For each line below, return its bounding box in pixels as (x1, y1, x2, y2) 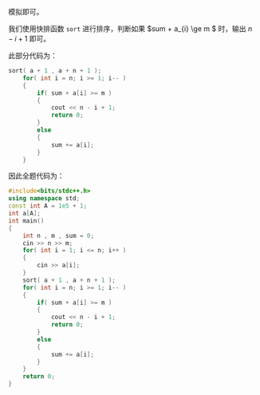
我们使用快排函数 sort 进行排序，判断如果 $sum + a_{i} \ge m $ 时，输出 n (8, 24, 253, 34)
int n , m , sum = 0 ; (22, 231, 94, 239)
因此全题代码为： (8, 171, 65, 181)
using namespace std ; (8, 195, 81, 203)
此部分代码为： (8, 51, 57, 60)
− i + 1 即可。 (8, 34, 51, 43)
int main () (8, 216, 45, 225)
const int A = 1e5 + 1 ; (8, 202, 88, 210)
